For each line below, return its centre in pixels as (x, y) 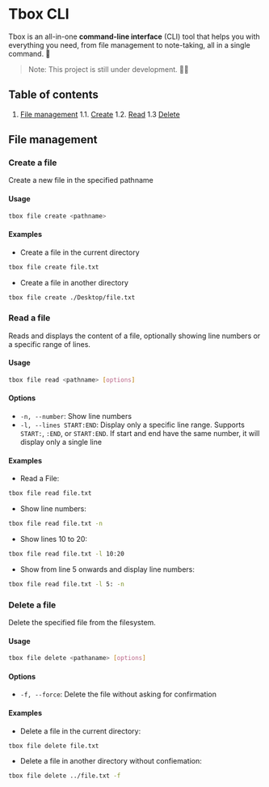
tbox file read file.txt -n (56, 524)
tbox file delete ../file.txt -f (65, 776)
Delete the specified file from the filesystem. (82, 623)
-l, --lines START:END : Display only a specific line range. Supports (132, 425)
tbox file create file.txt (54, 267)
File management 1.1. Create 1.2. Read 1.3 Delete (100, 114)
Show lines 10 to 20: (53, 539)
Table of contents (53, 95)
